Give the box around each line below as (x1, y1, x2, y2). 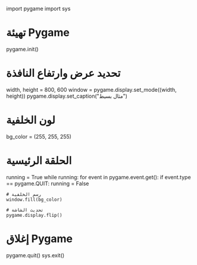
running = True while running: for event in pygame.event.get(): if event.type (6, 173, 192, 180)
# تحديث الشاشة (6, 207, 44, 213)
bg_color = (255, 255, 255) (6, 133, 71, 140)
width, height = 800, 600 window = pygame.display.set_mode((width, (6, 86, 177, 93)
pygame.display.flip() (6, 212, 62, 218)
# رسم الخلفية (6, 191, 42, 197)
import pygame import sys (6, 5, 71, 12)
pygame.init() (6, 45, 39, 52)
